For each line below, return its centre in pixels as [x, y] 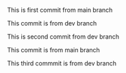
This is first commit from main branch [60, 10]
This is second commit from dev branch [63, 36]
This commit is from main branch [54, 50]
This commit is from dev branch [52, 23]
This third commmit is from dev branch [62, 63]
